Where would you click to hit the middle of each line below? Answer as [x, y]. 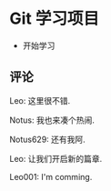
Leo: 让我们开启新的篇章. [56, 158]
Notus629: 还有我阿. [48, 139]
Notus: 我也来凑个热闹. [52, 120]
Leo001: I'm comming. [51, 176]
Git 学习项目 [55, 19]
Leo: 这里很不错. [40, 100]
